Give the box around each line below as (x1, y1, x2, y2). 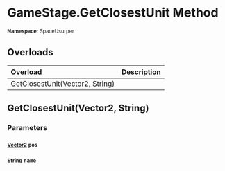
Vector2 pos (7, 141, 38, 148)
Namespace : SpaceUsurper (7, 28, 74, 35)
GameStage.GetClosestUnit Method (7, 5, 219, 21)
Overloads (7, 46, 53, 58)
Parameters (7, 123, 47, 133)
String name (7, 157, 37, 164)
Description (121, 67, 161, 77)
